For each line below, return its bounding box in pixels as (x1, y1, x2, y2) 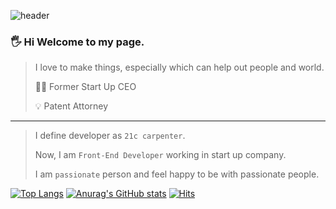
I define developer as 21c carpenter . (34, 130, 186, 142)
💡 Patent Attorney (34, 100, 109, 112)
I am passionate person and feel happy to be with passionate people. (34, 168, 320, 180)
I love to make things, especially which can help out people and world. (34, 61, 325, 74)
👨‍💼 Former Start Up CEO (34, 81, 137, 93)
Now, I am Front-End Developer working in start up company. (34, 149, 287, 161)
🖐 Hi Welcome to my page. (10, 35, 145, 49)
